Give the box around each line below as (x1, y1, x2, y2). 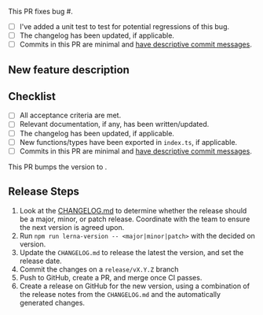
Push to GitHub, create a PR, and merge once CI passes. (19, 272, 203, 282)
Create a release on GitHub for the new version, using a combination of (19, 281, 250, 291)
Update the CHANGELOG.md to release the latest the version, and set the (19, 247, 244, 257)
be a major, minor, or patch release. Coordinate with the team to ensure (19, 214, 250, 224)
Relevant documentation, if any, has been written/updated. (19, 120, 210, 129)
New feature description (8, 63, 130, 76)
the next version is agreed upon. (19, 222, 125, 232)
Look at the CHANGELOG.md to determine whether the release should (19, 206, 247, 215)
